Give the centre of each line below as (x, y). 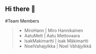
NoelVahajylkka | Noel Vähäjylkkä (58, 46)
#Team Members (22, 21)
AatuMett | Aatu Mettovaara (52, 35)
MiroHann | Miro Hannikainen (54, 30)
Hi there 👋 (20, 9)
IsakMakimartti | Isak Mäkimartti (56, 41)
